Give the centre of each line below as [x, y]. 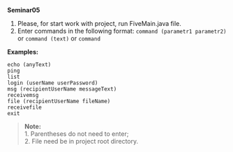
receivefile [24, 107]
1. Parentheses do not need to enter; [76, 134]
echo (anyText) [29, 65]
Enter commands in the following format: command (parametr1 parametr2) [122, 31]
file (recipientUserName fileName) [59, 101]
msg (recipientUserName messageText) [62, 89]
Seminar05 [24, 10]
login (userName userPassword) [53, 83]
